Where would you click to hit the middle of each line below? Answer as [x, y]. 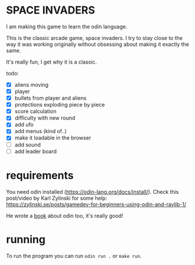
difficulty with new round [45, 118]
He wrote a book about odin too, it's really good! [65, 216]
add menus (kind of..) [40, 131]
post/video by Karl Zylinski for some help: [57, 198]
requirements [40, 175]
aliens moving [32, 85]
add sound [28, 144]
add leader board [36, 151]
